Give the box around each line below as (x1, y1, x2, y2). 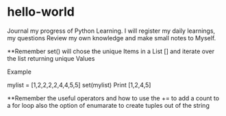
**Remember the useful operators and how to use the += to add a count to (7, 93, 220, 102)
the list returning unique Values (7, 54, 95, 62)
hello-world (7, 4, 75, 20)
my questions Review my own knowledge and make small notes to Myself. (7, 33, 216, 42)
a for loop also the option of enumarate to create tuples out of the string (7, 101, 210, 109)
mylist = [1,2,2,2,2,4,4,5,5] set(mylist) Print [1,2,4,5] (7, 81, 151, 89)
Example (7, 68, 32, 76)
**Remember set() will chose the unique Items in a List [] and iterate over (7, 47, 214, 55)
